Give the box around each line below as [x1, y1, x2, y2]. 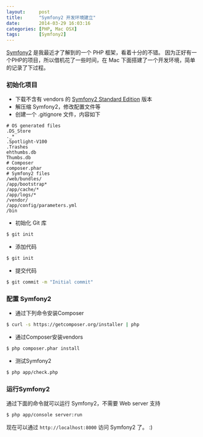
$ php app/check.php [6, 370, 59, 376]
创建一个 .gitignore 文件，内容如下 [15, 110, 101, 118]
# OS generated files [6, 123, 61, 129]
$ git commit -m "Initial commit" [6, 279, 94, 285]
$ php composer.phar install [6, 345, 80, 352]
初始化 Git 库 [15, 219, 47, 226]
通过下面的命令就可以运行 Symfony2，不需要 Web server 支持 [6, 400, 161, 407]
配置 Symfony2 [6, 294, 52, 303]
